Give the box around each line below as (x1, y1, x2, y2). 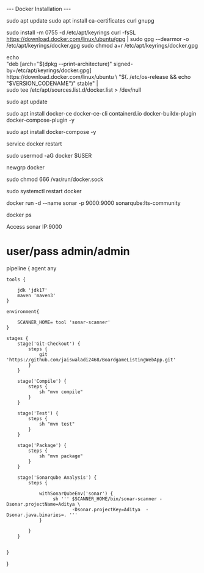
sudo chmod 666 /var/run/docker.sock (6, 176, 104, 183)
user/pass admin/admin (6, 245, 130, 259)
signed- (113, 61, 133, 67)
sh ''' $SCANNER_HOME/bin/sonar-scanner (53, 495, 157, 502)
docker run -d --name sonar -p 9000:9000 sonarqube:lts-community (6, 199, 181, 207)
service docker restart (6, 140, 62, 147)
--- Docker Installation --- (6, 6, 71, 12)
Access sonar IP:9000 (6, 223, 62, 230)
